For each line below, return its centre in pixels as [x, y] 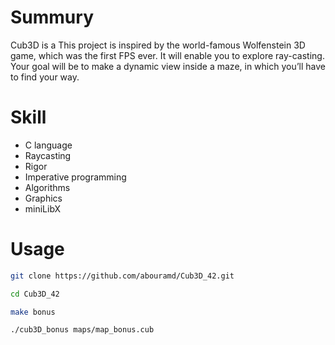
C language [48, 145]
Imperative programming [75, 177]
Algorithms [47, 187]
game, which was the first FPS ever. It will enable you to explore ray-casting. [167, 55]
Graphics [43, 198]
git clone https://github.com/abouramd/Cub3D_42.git [122, 276]
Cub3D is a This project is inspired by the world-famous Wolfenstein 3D [158, 45]
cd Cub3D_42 [35, 294]
